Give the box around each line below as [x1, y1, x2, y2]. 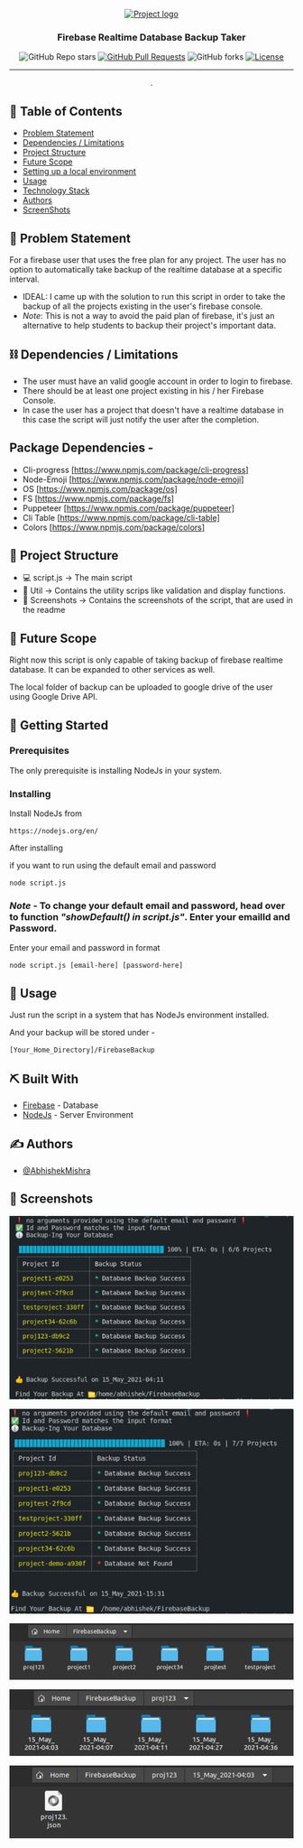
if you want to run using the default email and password [9, 860, 216, 871]
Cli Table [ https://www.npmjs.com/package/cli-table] [22, 512, 221, 523]
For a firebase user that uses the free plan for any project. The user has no [9, 254, 287, 265]
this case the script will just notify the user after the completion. [22, 413, 260, 424]
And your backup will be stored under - [9, 1027, 156, 1038]
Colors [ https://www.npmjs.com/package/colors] [22, 522, 206, 533]
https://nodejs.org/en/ [9, 827, 99, 836]
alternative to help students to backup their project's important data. [22, 320, 277, 330]
